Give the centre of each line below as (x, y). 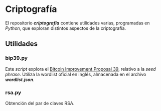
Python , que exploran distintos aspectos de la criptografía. (66, 28)
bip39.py (17, 58)
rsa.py (13, 92)
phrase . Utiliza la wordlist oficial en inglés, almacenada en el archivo (76, 74)
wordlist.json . (20, 79)
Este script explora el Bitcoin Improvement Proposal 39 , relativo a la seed (81, 69)
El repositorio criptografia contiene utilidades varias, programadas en (77, 23)
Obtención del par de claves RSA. (40, 103)
